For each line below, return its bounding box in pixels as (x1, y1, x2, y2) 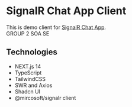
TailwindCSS (14, 75, 46, 82)
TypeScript (14, 69, 42, 76)
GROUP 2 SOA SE (6, 30, 50, 37)
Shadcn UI (14, 87, 40, 95)
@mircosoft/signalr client (14, 94, 76, 101)
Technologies (6, 47, 58, 57)
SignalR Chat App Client (6, 4, 127, 18)
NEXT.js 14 (14, 63, 41, 70)
